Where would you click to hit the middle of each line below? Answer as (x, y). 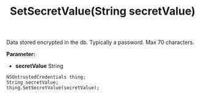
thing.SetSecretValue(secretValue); (53, 88)
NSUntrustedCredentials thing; (46, 77)
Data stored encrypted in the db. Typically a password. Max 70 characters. (100, 42)
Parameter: (21, 54)
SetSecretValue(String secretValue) (103, 11)
